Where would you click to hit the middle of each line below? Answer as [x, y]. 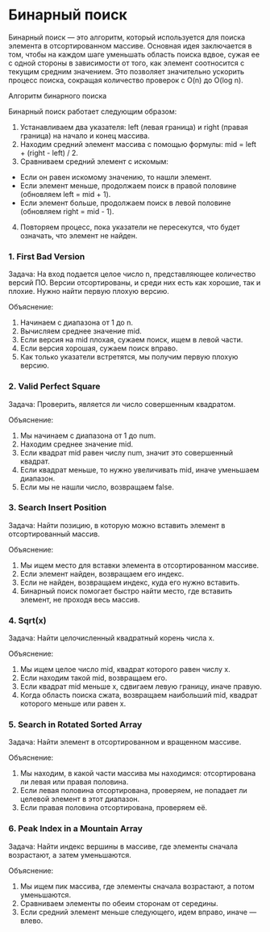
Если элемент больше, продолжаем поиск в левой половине [125, 203]
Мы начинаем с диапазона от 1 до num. [88, 435]
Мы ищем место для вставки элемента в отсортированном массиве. [139, 565]
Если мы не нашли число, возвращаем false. [97, 487]
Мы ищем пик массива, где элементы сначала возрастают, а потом [137, 886]
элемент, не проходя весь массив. [80, 599]
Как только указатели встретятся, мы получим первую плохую [129, 357]
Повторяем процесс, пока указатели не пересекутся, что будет [130, 227]
